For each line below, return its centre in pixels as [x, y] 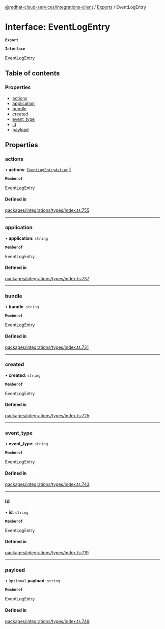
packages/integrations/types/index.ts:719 [47, 553]
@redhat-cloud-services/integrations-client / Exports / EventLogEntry [76, 7]
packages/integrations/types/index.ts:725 [47, 416]
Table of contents [32, 73]
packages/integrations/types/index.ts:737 [47, 279]
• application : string [27, 238]
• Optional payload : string [33, 581]
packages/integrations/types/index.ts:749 [47, 621]
